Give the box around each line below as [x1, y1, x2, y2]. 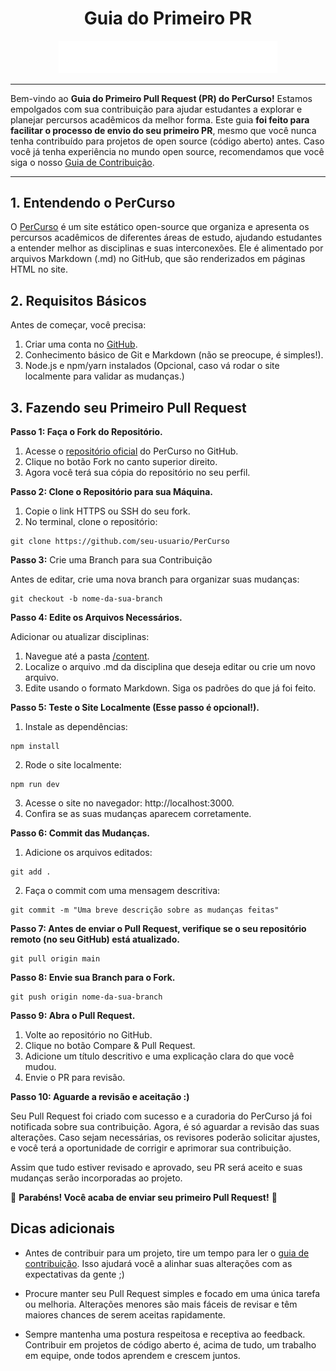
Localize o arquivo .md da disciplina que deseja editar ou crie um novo [24, 660, 316, 672]
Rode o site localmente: [24, 758, 122, 771]
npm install [10, 741, 60, 751]
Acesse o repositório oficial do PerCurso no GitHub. [24, 445, 239, 457]
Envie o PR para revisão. [24, 1071, 126, 1083]
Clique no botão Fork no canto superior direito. [24, 455, 218, 467]
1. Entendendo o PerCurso [10, 194, 176, 211]
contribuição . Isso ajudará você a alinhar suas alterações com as [24, 1257, 293, 1269]
